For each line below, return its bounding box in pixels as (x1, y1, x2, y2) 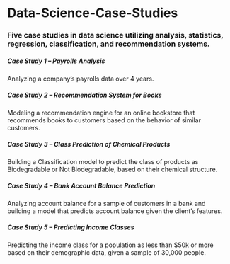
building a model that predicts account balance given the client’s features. (7, 207, 223, 215)
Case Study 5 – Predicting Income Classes (7, 223, 134, 231)
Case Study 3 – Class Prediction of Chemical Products (7, 139, 171, 148)
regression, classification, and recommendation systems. (7, 39, 210, 49)
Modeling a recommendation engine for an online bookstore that (7, 108, 195, 117)
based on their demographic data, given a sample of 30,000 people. (7, 248, 207, 256)
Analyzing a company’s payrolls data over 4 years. (7, 74, 154, 83)
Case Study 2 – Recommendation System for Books (7, 91, 162, 99)
